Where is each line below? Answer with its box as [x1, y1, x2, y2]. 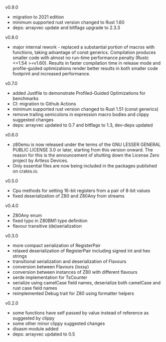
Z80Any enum [12, 213, 42, 218]
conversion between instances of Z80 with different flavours [12, 269, 138, 275]
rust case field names [12, 285, 58, 291]
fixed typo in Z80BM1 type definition [12, 218, 88, 224]
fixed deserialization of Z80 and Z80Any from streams [12, 193, 125, 199]
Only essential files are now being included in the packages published [12, 163, 157, 168]
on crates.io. [12, 168, 39, 174]
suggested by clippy [12, 315, 55, 321]
